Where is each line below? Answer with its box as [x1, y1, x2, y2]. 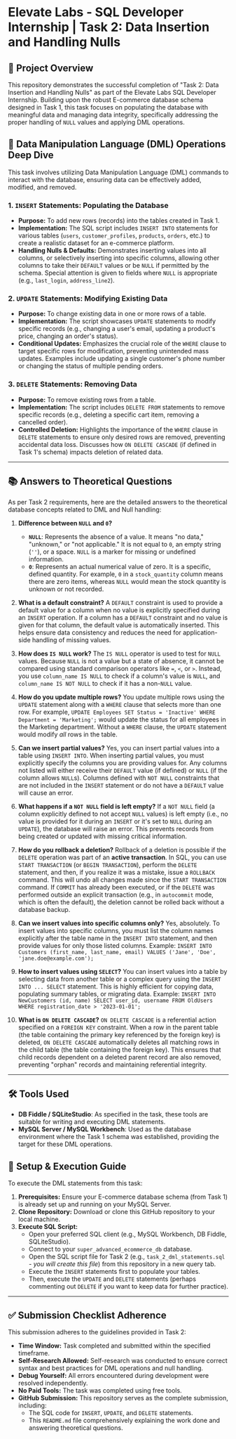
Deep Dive [8, 149, 54, 162]
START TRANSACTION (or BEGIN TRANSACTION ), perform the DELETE [18, 860, 197, 868]
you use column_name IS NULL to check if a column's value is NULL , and [18, 672, 221, 680]
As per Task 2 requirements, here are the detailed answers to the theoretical [8, 497, 228, 506]
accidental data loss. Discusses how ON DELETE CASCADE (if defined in [18, 440, 216, 448]
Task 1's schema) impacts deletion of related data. [18, 448, 163, 456]
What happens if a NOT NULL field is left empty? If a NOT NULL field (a [18, 802, 216, 810]
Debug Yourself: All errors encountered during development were [18, 1371, 209, 1379]
